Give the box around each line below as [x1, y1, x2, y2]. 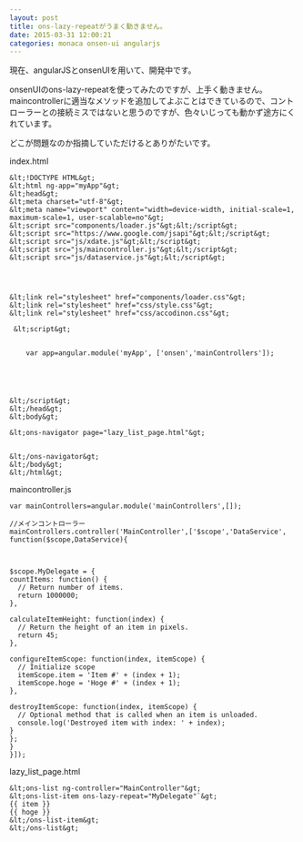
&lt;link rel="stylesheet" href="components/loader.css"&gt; [9, 293, 247, 302]
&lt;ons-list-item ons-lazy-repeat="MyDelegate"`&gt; [9, 792, 218, 801]
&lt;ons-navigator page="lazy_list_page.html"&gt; [9, 429, 206, 438]
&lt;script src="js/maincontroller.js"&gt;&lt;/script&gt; [9, 245, 238, 255]
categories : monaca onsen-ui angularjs [9, 38, 161, 48]
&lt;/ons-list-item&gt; [9, 816, 100, 825]
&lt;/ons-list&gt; [9, 824, 79, 833]
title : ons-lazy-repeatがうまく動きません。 [9, 22, 167, 31]
